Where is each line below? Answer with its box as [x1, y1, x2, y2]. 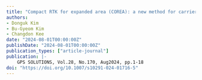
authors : [6, 14, 28, 20]
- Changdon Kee [6, 31, 44, 37]
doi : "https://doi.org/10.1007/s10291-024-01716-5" [6, 64, 138, 71]
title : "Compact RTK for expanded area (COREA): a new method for [6, 8, 176, 15]
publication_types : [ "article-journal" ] [6, 48, 109, 54]
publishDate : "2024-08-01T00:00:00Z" [6, 43, 101, 49]
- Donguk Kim [6, 20, 39, 26]
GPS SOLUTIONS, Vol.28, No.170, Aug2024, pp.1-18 [17, 59, 144, 65]
